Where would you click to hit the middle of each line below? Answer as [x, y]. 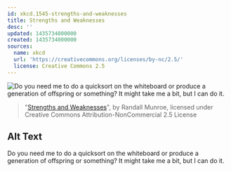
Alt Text [25, 137]
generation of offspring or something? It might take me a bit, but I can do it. [116, 161]
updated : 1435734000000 [42, 33]
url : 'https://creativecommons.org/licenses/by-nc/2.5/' [99, 60]
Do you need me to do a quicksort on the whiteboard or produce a [103, 153]
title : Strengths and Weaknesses [56, 20]
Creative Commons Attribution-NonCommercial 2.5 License [111, 114]
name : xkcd [29, 53]
